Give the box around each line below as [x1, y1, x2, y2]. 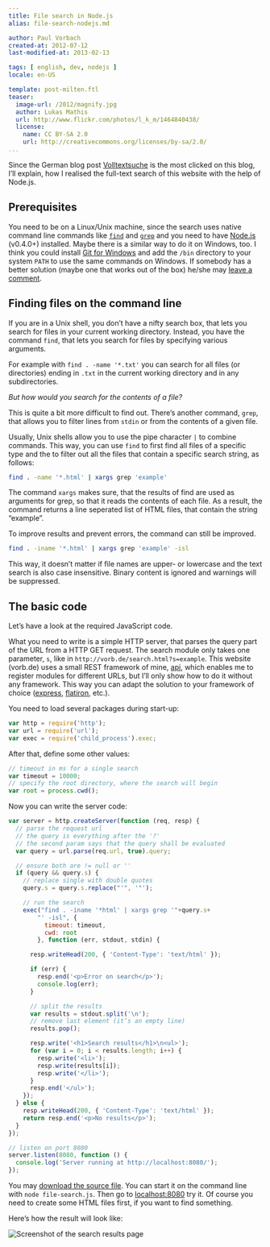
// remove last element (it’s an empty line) [29, 1017, 185, 1025]
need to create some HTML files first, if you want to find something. [8, 1198, 234, 1208]
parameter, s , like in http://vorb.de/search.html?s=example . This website [8, 654, 251, 663]
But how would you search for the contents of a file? [8, 392, 183, 401]
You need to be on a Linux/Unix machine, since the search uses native [8, 222, 242, 231]
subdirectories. [8, 376, 59, 386]
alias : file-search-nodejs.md [8, 19, 110, 27]
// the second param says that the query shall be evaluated [15, 839, 226, 847]
